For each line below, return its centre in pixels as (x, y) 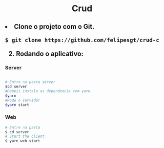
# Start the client (25, 137)
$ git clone (23, 40)
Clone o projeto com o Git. (54, 27)
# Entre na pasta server (30, 82)
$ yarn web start (23, 141)
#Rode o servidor (23, 100)
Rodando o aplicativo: (50, 53)
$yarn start (17, 105)
